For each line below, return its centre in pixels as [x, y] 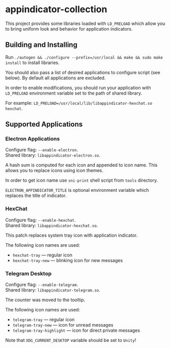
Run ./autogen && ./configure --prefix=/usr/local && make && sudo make [84, 57]
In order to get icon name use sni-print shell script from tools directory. [82, 180]
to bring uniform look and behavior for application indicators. [69, 28]
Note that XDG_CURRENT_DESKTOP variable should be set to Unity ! [71, 340]
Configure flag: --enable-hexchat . [41, 220]
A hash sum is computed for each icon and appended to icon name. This [81, 165]
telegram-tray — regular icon [44, 320]
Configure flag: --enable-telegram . [42, 285]
